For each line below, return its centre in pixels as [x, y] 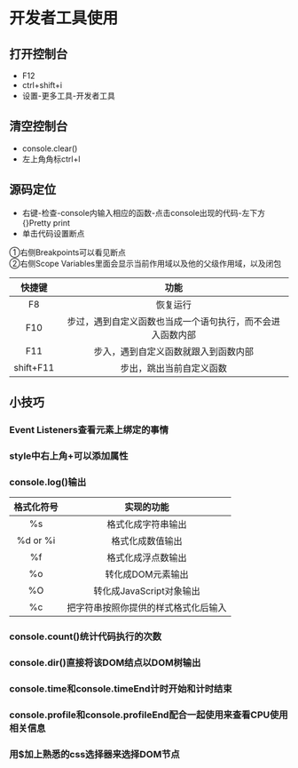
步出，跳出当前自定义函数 [174, 368]
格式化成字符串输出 [147, 524]
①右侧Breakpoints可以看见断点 [67, 252]
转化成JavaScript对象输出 [147, 591]
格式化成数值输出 [147, 541]
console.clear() [50, 148]
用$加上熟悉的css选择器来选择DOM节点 [94, 754]
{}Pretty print [46, 222]
